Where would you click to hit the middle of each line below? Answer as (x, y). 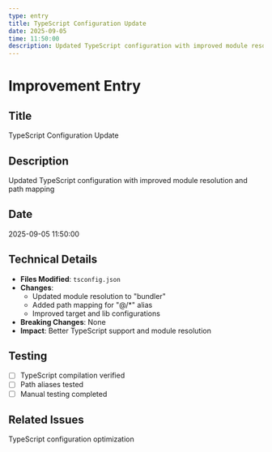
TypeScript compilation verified (72, 375)
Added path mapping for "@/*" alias (92, 305)
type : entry (28, 16)
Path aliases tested (51, 385)
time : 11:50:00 (34, 38)
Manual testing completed (64, 394)
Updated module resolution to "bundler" (99, 296)
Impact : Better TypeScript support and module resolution (116, 330)
